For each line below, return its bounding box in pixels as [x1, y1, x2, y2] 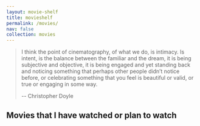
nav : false [6, 26, 34, 32]
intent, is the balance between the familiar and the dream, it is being [21, 55, 191, 62]
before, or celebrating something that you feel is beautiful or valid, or [21, 74, 194, 82]
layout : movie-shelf [6, 9, 59, 15]
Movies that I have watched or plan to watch [6, 110, 178, 121]
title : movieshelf [6, 15, 53, 21]
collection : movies [6, 32, 56, 38]
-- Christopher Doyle [21, 93, 74, 100]
